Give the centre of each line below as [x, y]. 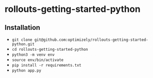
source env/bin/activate [38, 60]
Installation [22, 28]
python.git [23, 44]
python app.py [26, 71]
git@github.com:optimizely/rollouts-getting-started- [91, 40]
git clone [22, 40]
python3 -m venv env [33, 55]
